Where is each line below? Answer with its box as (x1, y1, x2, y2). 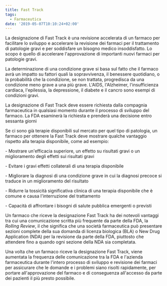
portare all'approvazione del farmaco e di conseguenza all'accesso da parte (5, 270, 162, 276)
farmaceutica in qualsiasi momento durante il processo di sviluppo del (5, 107, 149, 113)
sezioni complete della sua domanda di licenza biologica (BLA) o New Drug (5, 228, 160, 234)
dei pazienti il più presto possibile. (5, 275, 75, 281)
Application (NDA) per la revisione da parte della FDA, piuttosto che (5, 233, 144, 240)
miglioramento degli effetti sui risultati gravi (5, 153, 94, 159)
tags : (5, 12, 16, 17)
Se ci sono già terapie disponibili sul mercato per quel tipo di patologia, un (5, 128, 157, 134)
